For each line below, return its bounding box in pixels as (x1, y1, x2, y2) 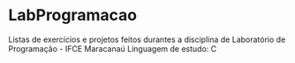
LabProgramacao (8, 5, 138, 25)
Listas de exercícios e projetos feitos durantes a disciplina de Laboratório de (8, 34, 286, 45)
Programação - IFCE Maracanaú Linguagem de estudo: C (8, 43, 217, 53)
